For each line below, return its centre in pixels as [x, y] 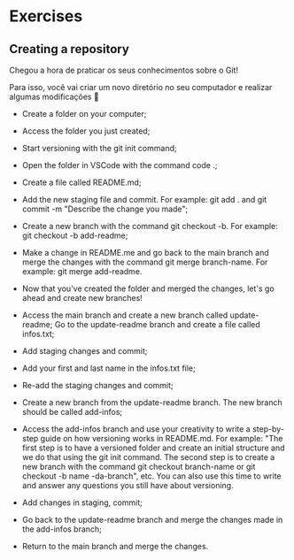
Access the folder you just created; [86, 131]
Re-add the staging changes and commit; [98, 385]
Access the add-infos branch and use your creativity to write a [136, 429]
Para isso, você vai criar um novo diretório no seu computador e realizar [141, 87]
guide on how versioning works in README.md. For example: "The [162, 438]
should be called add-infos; [72, 412]
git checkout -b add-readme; [75, 235]
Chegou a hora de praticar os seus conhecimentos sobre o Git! [124, 70]
